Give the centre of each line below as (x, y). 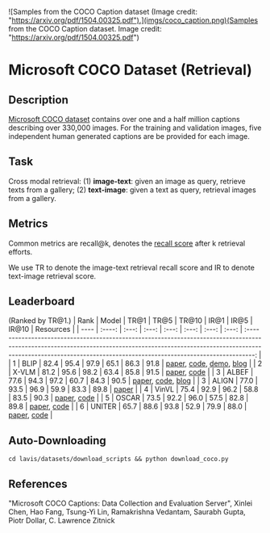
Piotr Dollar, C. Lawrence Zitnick (62, 521)
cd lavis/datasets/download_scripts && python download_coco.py (118, 460)
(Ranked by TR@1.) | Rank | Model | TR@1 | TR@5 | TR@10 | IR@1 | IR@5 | (131, 321)
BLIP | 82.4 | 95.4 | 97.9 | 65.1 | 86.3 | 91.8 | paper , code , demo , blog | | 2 (142, 363)
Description (38, 100)
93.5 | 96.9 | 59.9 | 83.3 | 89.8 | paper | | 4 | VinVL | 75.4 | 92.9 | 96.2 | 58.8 (133, 389)
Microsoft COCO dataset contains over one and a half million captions (124, 119)
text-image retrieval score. (52, 276)
